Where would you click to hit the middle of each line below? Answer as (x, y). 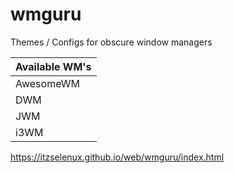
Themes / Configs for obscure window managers (111, 42)
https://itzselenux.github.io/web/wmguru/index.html (117, 157)
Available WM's (53, 66)
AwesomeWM (47, 83)
